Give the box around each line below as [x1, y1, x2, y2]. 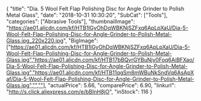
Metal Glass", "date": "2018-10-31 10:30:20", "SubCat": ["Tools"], [6, 11, 168, 19]
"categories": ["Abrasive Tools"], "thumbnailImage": [6, 18, 135, 25]
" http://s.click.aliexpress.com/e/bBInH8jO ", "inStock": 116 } [6, 88, 153, 95]
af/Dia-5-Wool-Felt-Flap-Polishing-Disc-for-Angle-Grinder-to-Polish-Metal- [6, 75, 195, 82]
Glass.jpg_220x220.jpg [6, 37, 64, 44]
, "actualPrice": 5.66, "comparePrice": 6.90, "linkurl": [45, 82, 176, 89]
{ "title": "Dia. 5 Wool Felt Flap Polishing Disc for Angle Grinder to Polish [6, 5, 185, 12]
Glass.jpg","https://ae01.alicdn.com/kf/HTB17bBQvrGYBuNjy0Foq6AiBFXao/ [6, 57, 195, 63]
